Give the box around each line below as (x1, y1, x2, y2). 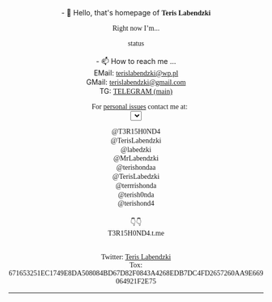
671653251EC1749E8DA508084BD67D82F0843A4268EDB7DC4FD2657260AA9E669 (8, 269, 264, 278)
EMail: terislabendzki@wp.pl (93, 68, 179, 78)
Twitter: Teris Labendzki (100, 253, 172, 262)
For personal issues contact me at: (91, 103, 188, 111)
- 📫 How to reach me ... (96, 57, 176, 66)
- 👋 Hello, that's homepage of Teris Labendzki (61, 8, 211, 17)
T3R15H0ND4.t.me (108, 229, 164, 238)
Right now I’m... (112, 24, 160, 32)
